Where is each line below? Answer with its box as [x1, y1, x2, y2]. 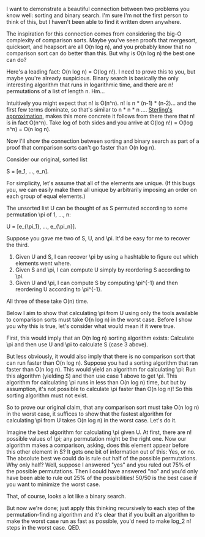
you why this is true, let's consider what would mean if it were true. [6, 322, 176, 330]
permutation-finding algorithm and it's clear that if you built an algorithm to [6, 511, 195, 518]
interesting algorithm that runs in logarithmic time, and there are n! [6, 81, 173, 88]
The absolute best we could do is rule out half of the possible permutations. [6, 455, 197, 462]
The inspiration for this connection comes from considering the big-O [6, 30, 182, 37]
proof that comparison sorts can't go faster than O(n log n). [6, 144, 156, 151]
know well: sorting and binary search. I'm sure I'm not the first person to [6, 12, 188, 19]
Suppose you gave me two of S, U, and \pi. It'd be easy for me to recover [6, 235, 191, 242]
